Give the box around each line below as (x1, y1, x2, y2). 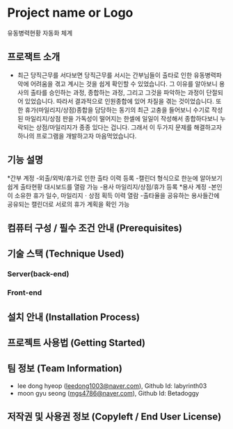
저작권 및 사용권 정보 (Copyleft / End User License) (7, 411, 222, 423)
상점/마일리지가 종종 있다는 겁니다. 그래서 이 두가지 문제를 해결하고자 (35, 123, 223, 131)
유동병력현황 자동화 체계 (7, 29, 73, 37)
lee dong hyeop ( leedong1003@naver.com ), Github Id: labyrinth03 (17, 381, 207, 390)
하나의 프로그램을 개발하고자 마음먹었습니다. (17, 131, 137, 140)
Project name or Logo (7, 5, 134, 21)
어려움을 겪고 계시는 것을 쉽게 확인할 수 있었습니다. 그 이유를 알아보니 (30, 79, 218, 88)
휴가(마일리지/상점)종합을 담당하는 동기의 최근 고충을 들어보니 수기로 (24, 106, 210, 114)
